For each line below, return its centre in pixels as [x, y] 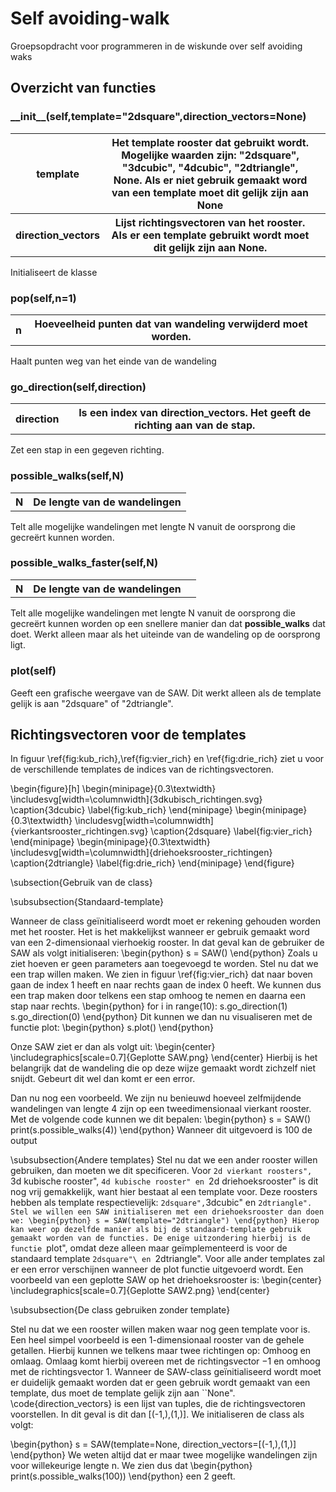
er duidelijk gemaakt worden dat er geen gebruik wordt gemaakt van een [160, 1383]
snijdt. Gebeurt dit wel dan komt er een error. [103, 1079]
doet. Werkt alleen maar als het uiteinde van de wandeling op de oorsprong [165, 634]
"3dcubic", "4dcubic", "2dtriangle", [210, 167]
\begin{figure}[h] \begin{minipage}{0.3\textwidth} [113, 789]
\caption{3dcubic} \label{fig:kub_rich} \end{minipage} [121, 810]
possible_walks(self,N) [67, 476]
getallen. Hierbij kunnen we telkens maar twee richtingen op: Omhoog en [161, 1351]
